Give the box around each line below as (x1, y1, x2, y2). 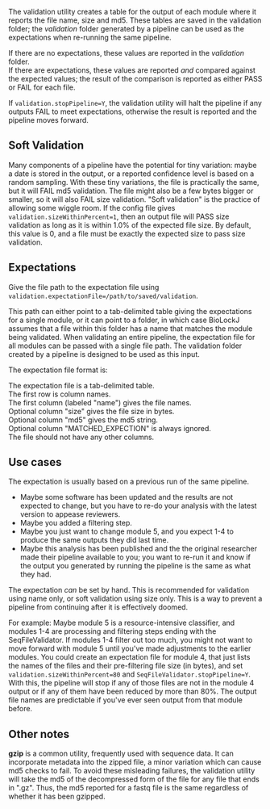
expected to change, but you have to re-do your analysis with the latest (19, 501, 257, 511)
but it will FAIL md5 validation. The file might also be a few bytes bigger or (8, 186, 254, 195)
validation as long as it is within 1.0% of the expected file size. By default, (8, 220, 251, 229)
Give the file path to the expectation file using (8, 282, 160, 291)
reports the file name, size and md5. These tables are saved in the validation (8, 15, 262, 25)
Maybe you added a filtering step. (19, 518, 133, 528)
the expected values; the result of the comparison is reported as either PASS (8, 74, 263, 83)
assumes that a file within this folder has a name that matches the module (8, 323, 253, 333)
